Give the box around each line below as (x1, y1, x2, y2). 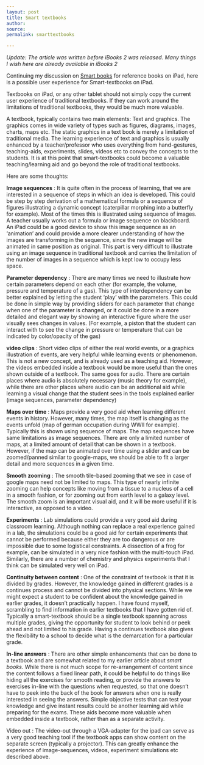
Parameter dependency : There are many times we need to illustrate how (6, 274, 191, 282)
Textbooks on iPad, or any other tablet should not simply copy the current (6, 90, 191, 98)
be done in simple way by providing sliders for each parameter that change (6, 300, 195, 307)
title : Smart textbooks (6, 15, 67, 21)
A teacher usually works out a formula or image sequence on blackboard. (6, 217, 191, 224)
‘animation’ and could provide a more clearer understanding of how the (6, 230, 185, 237)
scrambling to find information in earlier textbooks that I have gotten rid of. (6, 606, 193, 613)
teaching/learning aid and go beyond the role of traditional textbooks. (6, 161, 181, 168)
